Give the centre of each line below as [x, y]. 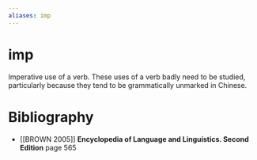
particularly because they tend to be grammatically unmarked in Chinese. [128, 85]
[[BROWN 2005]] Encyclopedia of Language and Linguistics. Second [134, 139]
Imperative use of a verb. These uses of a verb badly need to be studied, [127, 77]
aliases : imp [30, 15]
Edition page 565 [48, 147]
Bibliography [51, 117]
